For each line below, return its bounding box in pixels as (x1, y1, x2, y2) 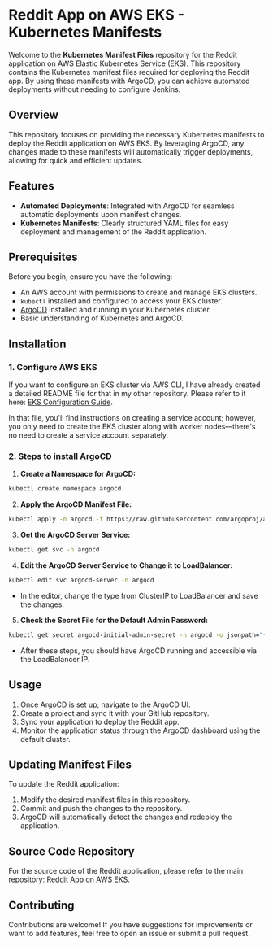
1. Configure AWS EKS (8, 361, 97, 373)
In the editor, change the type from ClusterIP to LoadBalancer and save (19, 591, 258, 600)
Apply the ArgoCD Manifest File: (19, 499, 132, 509)
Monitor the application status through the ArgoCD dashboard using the (19, 726, 261, 735)
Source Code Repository (8, 844, 136, 858)
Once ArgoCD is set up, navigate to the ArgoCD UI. (19, 700, 191, 709)
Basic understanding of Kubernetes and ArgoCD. (19, 313, 184, 323)
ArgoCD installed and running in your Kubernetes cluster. (19, 305, 211, 315)
